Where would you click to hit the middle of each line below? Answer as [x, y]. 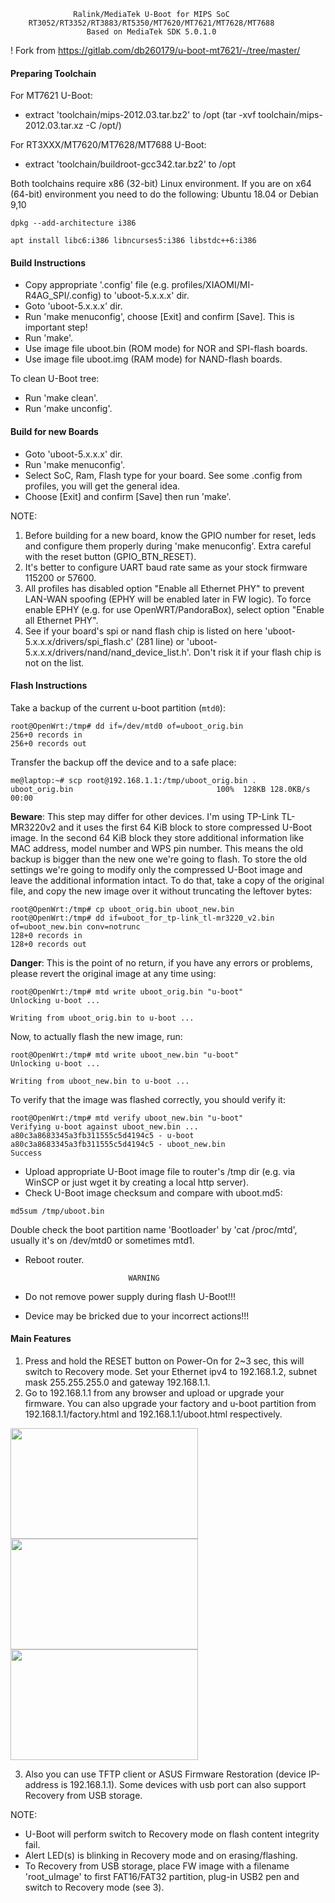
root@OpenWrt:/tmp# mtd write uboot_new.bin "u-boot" [125, 1055]
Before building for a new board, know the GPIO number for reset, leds [170, 535]
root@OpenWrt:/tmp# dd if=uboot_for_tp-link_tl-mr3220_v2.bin [142, 918]
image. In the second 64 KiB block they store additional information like [157, 837]
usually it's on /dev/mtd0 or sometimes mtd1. [102, 1240]
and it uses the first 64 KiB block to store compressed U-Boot [185, 827]
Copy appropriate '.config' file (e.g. [97, 285]
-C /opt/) [103, 126]
